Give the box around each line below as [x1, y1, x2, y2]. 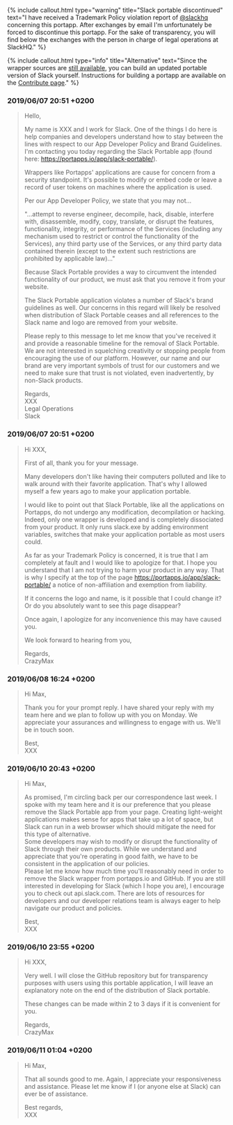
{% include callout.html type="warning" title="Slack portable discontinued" [7, 6, 223, 14]
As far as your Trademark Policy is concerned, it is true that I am [24, 551, 209, 559]
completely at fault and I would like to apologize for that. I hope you [24, 558, 218, 567]
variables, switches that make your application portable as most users [24, 530, 225, 538]
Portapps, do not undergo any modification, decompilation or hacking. [24, 508, 226, 516]
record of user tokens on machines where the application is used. [24, 183, 213, 191]
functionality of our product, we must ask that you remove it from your [24, 275, 226, 284]
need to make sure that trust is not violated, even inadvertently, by [24, 369, 214, 377]
